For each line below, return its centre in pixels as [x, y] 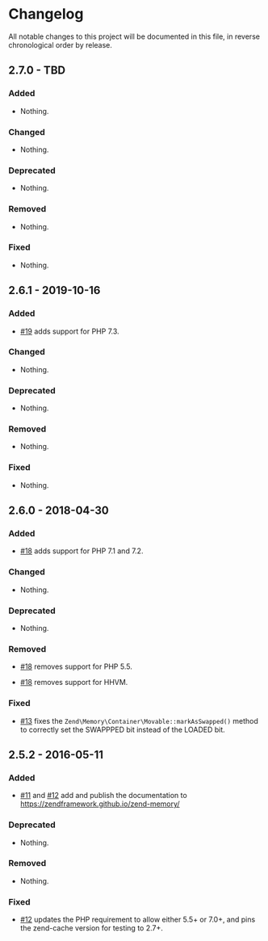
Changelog [46, 14]
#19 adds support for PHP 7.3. [69, 331]
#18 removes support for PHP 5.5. [76, 666]
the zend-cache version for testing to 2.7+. [92, 928]
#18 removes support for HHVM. [74, 683]
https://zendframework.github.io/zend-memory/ [100, 804]
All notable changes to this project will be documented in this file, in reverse [134, 36]
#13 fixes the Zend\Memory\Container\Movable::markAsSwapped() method [139, 720]
